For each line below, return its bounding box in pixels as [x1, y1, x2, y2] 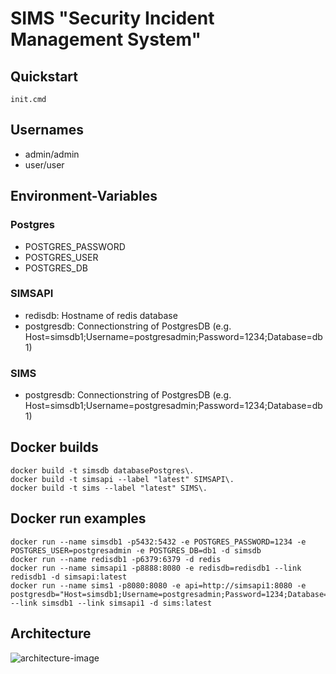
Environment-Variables [10, 188, 158, 205]
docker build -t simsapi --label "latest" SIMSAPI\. [10, 474, 235, 484]
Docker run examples [10, 510, 147, 527]
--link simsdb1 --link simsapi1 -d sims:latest [10, 598, 213, 608]
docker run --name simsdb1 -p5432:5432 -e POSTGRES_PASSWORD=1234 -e [10, 537, 307, 547]
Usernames [10, 122, 85, 139]
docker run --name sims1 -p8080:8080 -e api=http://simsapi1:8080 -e [10, 580, 307, 591]
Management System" [10, 28, 202, 51]
